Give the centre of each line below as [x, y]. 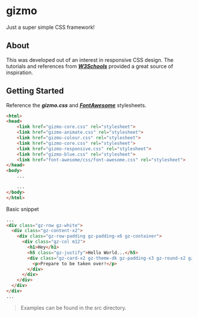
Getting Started [35, 91]
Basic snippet [23, 209]
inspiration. [20, 72]
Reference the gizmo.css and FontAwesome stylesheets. [76, 105]
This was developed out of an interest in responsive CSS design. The [90, 60]
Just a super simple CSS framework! [51, 27]
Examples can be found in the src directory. [73, 308]
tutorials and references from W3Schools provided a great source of [90, 66]
